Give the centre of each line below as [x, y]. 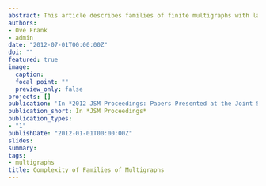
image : [19, 67]
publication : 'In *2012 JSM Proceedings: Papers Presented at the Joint [131, 104]
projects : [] [30, 97]
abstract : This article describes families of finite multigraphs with [129, 15]
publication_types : [40, 119]
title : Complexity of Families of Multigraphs [86, 170]
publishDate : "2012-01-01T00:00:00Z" [70, 133]
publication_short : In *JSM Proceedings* [78, 112]
